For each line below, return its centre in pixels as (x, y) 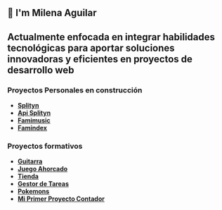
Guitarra (30, 161)
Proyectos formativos (45, 146)
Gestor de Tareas (43, 184)
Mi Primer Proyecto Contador (61, 199)
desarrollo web (41, 70)
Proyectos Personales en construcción (75, 90)
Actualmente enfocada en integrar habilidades (111, 37)
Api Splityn (34, 113)
